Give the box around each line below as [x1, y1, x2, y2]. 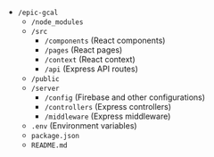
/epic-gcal [17, 8, 59, 17]
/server [30, 84, 60, 93]
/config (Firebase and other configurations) [44, 92, 206, 103]
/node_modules [30, 18, 84, 27]
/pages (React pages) [44, 45, 123, 55]
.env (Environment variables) [30, 120, 137, 131]
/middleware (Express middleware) [44, 111, 171, 121]
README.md [30, 141, 69, 150]
